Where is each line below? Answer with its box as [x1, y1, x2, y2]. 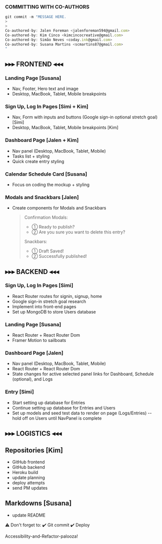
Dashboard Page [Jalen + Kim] [5, 137, 79, 144]
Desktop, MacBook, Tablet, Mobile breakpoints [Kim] [12, 125, 119, 131]
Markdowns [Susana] [5, 499, 72, 507]
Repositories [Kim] [5, 446, 63, 454]
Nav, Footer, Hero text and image [12, 86, 79, 91]
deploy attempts [12, 479, 45, 485]
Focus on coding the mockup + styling [12, 181, 90, 187]
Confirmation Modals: [24, 214, 68, 221]
